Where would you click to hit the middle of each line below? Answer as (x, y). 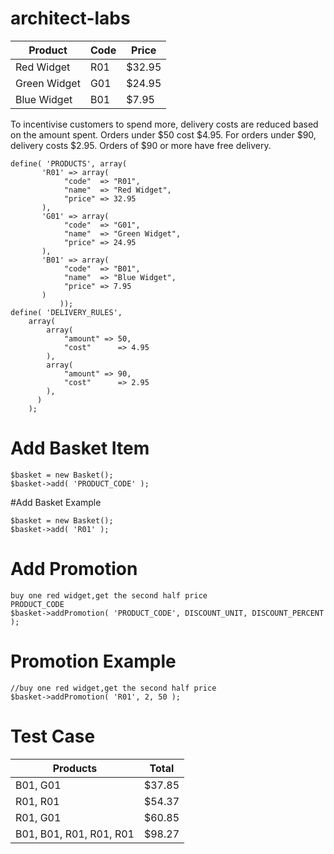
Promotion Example (93, 661)
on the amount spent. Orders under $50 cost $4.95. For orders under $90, (163, 134)
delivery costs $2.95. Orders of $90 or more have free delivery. (141, 145)
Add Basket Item (80, 448)
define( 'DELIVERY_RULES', (66, 312)
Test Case (53, 736)
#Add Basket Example (56, 502)
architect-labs (70, 18)
